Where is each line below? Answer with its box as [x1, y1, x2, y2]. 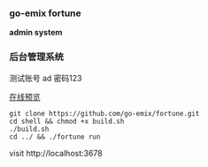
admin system [9, 27, 63, 38]
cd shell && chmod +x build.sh [9, 117, 125, 125]
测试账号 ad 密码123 [9, 72, 82, 83]
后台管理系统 [9, 51, 65, 64]
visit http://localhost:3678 [9, 148, 104, 158]
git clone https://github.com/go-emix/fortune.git [9, 109, 200, 118]
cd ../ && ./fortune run [9, 132, 101, 141]
